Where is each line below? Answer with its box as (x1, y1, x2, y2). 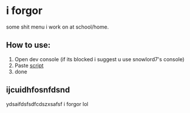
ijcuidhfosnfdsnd (6, 85, 70, 95)
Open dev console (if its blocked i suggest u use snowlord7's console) (14, 55, 185, 62)
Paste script (14, 62, 44, 69)
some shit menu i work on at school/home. (6, 23, 109, 30)
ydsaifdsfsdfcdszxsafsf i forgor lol (6, 100, 89, 107)
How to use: (6, 40, 51, 50)
